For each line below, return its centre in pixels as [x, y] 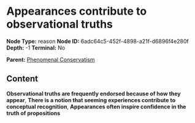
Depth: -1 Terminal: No [36, 48]
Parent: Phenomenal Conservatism [51, 59]
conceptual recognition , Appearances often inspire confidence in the [96, 106]
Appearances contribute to [77, 11]
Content [22, 79]
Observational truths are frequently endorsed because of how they [94, 94]
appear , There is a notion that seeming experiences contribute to [91, 100]
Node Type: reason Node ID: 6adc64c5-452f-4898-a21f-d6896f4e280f [97, 41]
